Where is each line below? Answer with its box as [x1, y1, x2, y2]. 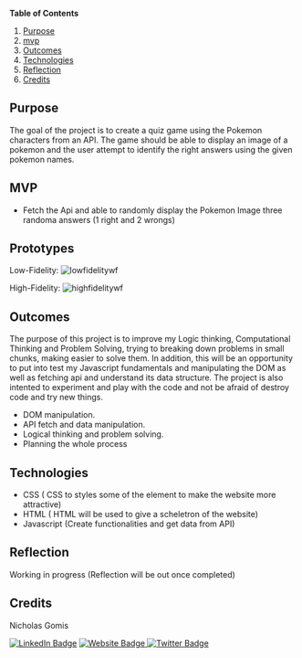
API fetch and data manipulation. [22, 419, 146, 430]
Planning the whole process [22, 439, 128, 450]
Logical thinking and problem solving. [22, 429, 164, 440]
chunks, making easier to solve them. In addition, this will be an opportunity [9, 353, 294, 364]
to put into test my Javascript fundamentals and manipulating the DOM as [9, 363, 286, 374]
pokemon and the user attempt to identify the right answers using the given [9, 143, 293, 154]
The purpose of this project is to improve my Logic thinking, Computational [9, 334, 291, 345]
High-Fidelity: [9, 282, 61, 293]
